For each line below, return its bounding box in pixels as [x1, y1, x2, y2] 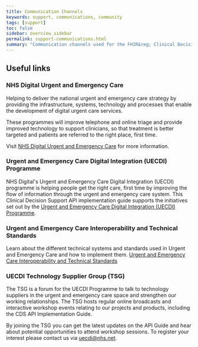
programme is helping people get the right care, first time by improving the [6, 184, 187, 191]
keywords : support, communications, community [6, 14, 123, 20]
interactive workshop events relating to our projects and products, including [6, 305, 190, 312]
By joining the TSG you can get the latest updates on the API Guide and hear [6, 322, 192, 329]
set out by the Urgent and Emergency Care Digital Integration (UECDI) [6, 203, 176, 210]
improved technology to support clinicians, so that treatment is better [6, 125, 174, 132]
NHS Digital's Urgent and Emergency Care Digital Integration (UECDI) [6, 178, 174, 185]
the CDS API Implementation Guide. [6, 310, 93, 317]
